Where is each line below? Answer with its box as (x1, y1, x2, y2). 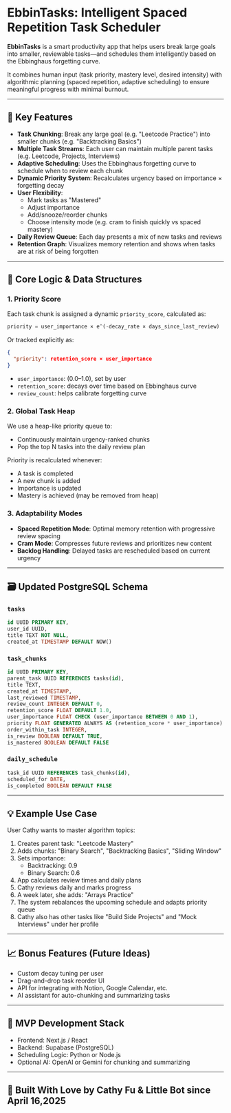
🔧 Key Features (7, 112, 74, 124)
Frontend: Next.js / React (16, 1036, 88, 1044)
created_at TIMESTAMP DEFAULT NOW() (7, 638, 112, 645)
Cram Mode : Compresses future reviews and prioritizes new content (16, 539, 212, 547)
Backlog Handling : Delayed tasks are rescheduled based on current (16, 546, 210, 555)
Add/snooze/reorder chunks (27, 210, 108, 219)
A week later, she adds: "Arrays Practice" (16, 891, 134, 899)
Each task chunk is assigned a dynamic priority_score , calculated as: (7, 310, 206, 318)
